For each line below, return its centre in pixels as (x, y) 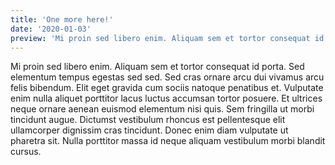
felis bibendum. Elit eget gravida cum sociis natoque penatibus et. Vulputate (167, 88)
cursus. (26, 152)
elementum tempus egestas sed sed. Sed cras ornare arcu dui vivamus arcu (167, 77)
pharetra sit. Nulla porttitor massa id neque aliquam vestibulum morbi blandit (168, 141)
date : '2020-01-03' (51, 29)
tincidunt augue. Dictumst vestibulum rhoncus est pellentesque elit (148, 120)
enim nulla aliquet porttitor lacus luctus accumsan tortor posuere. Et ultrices (166, 98)
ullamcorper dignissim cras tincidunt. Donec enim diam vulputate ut (149, 130)
